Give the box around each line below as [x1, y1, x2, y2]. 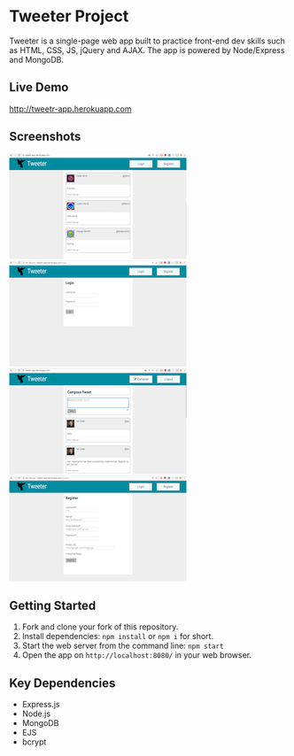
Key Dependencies [9, 675, 116, 690]
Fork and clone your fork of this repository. [21, 621, 179, 632]
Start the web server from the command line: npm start [21, 640, 224, 652]
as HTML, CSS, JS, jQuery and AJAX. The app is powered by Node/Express [9, 44, 285, 55]
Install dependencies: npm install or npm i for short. [21, 631, 214, 642]
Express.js [21, 699, 60, 710]
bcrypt [21, 737, 47, 747]
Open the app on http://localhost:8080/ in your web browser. [21, 650, 252, 660]
